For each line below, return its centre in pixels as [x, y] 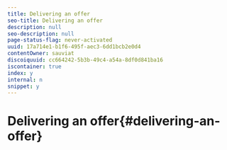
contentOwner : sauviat [41, 54]
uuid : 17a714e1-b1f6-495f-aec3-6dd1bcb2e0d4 [74, 47]
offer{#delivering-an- [155, 121]
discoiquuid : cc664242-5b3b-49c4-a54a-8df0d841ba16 [85, 60]
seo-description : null [41, 34]
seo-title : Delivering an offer [55, 21]
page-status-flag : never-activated [60, 40]
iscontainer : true [34, 67]
